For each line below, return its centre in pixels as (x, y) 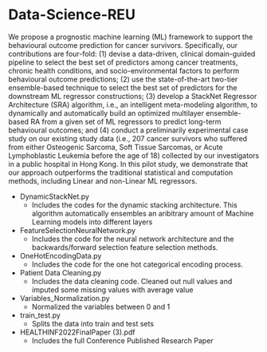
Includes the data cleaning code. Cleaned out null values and (132, 281)
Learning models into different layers (92, 222)
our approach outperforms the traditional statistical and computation (121, 172)
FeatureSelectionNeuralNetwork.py (78, 230)
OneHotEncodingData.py (61, 255)
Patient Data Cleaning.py (61, 272)
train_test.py (40, 315)
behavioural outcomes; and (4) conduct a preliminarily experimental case (128, 130)
